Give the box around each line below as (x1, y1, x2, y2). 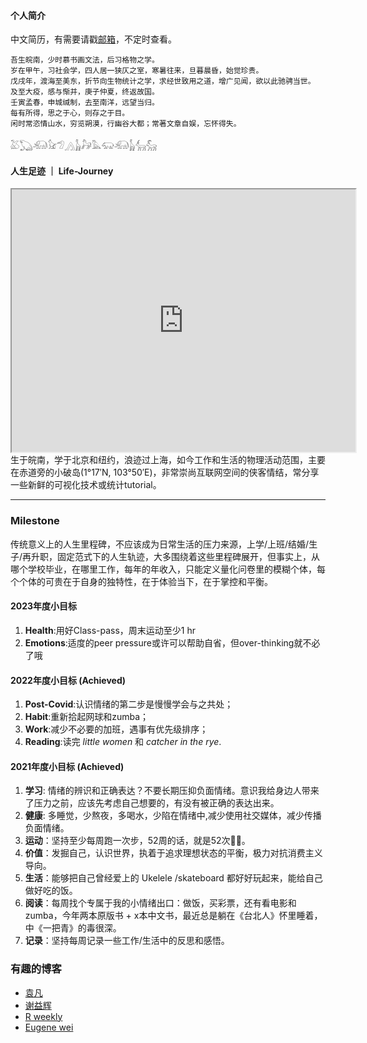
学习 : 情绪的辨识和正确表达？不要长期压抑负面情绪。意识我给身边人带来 (24, 785, 320, 797)
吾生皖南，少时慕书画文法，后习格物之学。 (10, 55, 160, 65)
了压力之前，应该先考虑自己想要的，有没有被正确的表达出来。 (24, 797, 280, 809)
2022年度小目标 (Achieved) (10, 674, 127, 686)
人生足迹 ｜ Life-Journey (10, 165, 114, 177)
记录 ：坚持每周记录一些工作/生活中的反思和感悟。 (24, 935, 230, 947)
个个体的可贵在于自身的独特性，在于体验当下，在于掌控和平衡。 (10, 575, 273, 587)
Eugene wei (24, 1021, 74, 1033)
